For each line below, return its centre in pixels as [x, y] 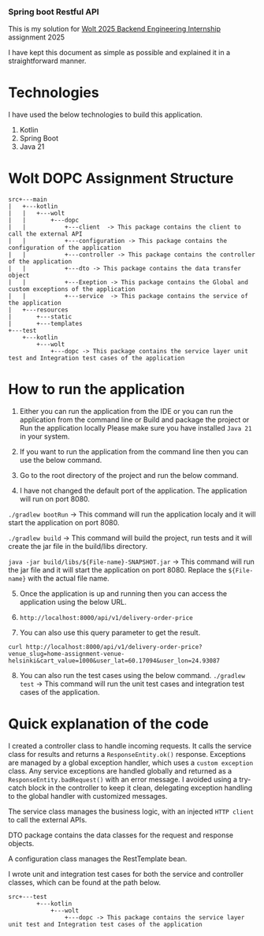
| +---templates [45, 324]
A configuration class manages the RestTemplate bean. [98, 859]
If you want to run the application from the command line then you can [134, 452]
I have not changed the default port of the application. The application [133, 490]
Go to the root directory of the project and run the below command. [129, 475]
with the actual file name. [68, 579]
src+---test [28, 897]
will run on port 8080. [55, 499]
